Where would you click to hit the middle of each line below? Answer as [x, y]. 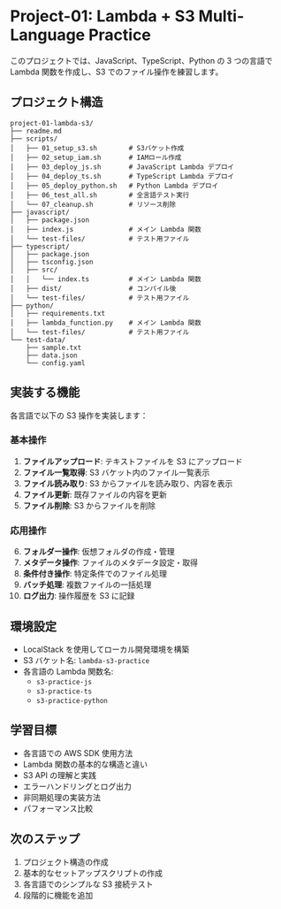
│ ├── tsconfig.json [52, 262]
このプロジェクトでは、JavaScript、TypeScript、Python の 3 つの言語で [141, 60]
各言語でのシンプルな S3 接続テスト [88, 884]
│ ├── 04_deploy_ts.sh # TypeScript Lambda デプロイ [122, 176]
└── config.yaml [56, 363]
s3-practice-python [72, 700]
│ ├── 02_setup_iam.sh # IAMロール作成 [96, 157]
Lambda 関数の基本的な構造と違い [85, 764]
